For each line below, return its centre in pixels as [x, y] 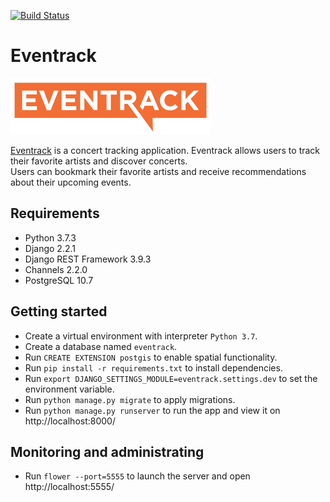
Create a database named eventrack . [101, 346]
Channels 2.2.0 [56, 269]
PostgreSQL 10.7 [59, 280]
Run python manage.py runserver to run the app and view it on [152, 410]
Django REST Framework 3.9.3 [88, 259]
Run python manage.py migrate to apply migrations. [130, 399]
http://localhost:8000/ [70, 421]
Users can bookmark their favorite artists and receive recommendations [158, 171]
